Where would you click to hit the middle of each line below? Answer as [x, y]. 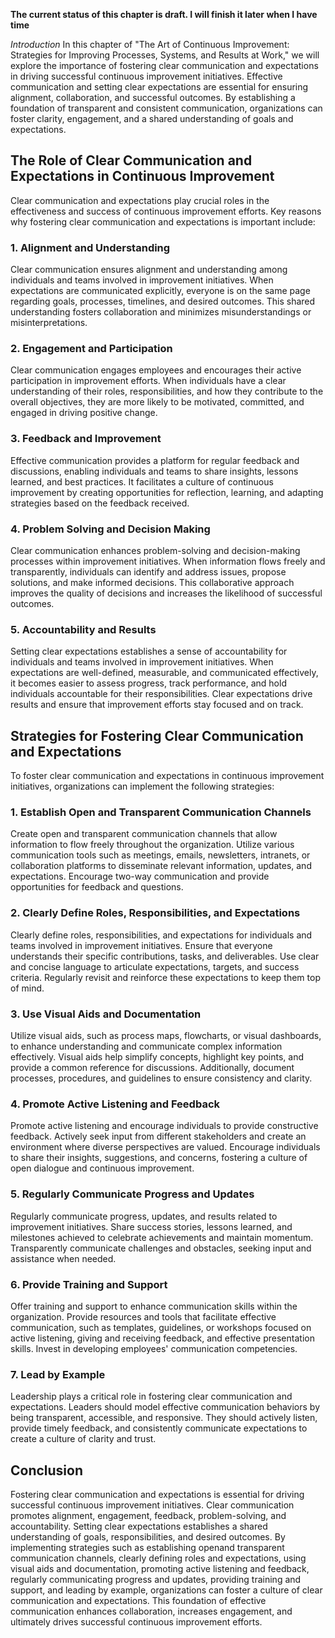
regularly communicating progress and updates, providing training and [156, 1579]
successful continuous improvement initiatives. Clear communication [152, 1505]
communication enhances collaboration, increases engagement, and [151, 1611]
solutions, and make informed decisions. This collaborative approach [152, 582]
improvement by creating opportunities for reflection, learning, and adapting [167, 492]
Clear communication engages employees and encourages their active [156, 370]
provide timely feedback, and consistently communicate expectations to [159, 1428]
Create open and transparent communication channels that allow [144, 834]
